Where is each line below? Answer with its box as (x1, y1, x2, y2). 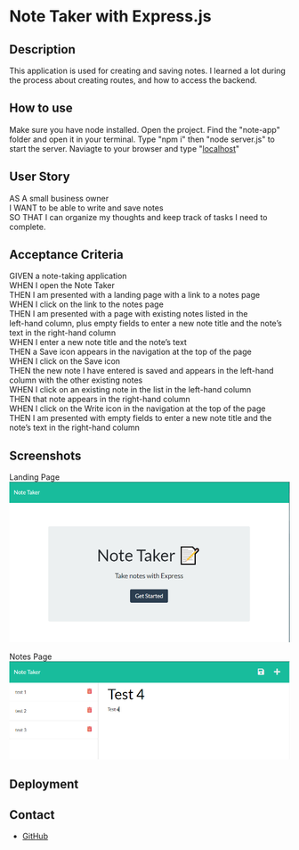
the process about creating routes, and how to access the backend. (9, 75, 258, 86)
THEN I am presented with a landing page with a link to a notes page (9, 290, 261, 301)
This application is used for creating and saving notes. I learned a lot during (9, 65, 287, 76)
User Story (9, 169, 70, 185)
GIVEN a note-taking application (9, 270, 127, 282)
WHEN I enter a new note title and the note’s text (9, 337, 187, 348)
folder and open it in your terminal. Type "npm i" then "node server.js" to (9, 134, 276, 144)
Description (9, 42, 76, 57)
